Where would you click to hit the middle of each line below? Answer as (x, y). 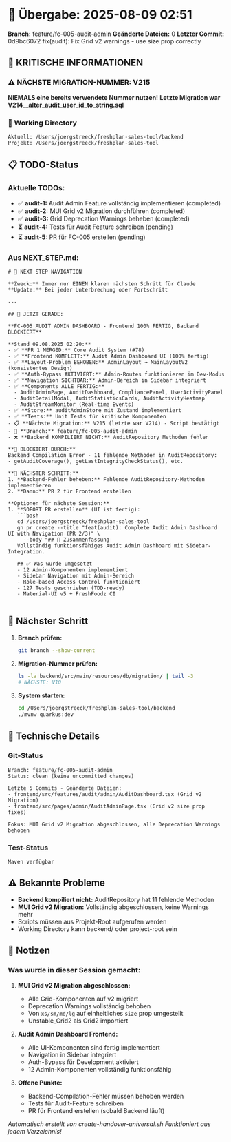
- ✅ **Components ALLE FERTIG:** (56, 386)
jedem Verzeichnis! (35, 1131)
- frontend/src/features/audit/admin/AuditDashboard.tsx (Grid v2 (105, 794)
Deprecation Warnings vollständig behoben (89, 1006)
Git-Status (25, 756)
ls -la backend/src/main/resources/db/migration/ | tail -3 (106, 676)
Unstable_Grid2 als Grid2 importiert (78, 1021)
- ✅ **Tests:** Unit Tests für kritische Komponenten (87, 416)
